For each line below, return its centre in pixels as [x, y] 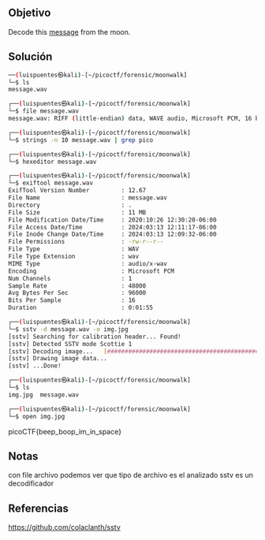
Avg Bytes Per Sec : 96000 [77, 293]
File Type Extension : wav [74, 256]
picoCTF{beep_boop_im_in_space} [65, 431]
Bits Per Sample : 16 [72, 300]
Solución [30, 57]
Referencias [39, 508]
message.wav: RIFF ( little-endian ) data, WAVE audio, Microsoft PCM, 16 [130, 118]
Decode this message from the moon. [69, 32]
